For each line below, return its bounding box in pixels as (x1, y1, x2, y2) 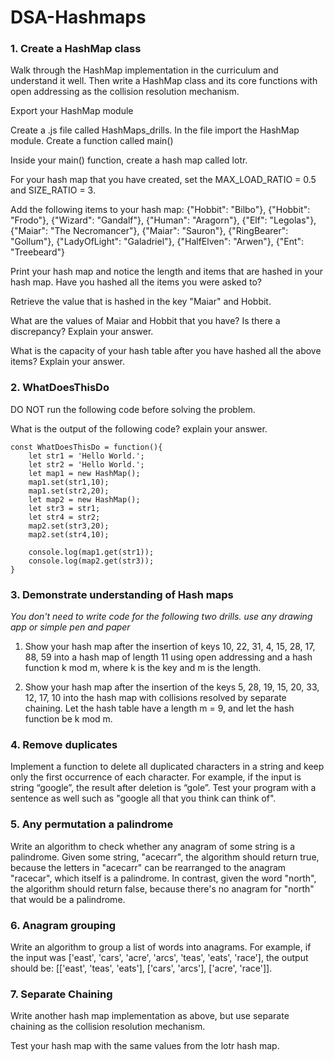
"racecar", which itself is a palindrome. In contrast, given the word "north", (10, 872, 317, 884)
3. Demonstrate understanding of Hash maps (10, 587, 234, 601)
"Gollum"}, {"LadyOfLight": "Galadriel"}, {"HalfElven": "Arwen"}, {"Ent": (10, 236, 305, 248)
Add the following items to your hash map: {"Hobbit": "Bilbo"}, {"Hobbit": (10, 204, 311, 216)
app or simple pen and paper (10, 621, 131, 633)
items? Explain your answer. (10, 356, 126, 368)
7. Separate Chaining (10, 987, 113, 1001)
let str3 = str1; (28, 503, 101, 513)
